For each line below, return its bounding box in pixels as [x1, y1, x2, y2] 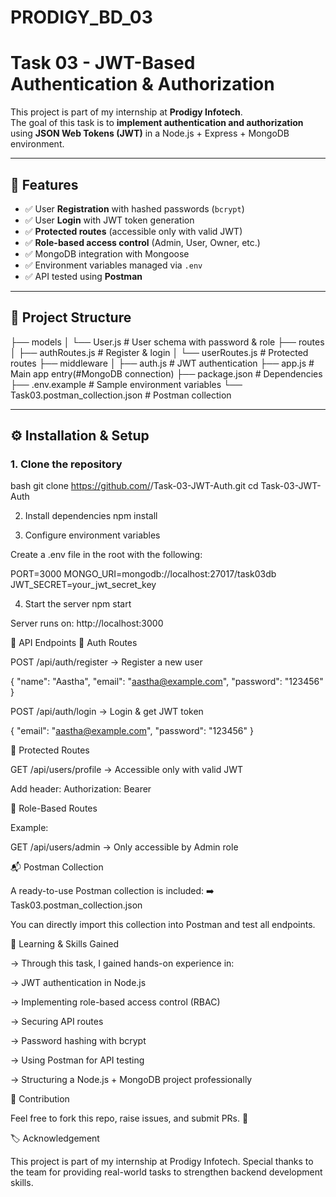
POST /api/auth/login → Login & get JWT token [10, 706, 204, 718]
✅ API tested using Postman [24, 270, 143, 282]
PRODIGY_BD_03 [10, 6, 153, 29]
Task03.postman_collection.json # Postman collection [10, 389, 232, 401]
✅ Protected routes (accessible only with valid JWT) [24, 225, 243, 237]
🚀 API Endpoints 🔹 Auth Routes [10, 637, 138, 649]
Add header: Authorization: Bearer [10, 783, 152, 795]
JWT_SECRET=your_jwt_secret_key [10, 579, 157, 591]
